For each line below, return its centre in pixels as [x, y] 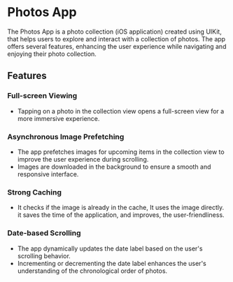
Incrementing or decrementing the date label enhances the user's [112, 263]
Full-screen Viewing [42, 96]
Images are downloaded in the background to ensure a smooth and [114, 167]
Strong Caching [34, 192]
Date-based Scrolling [44, 233]
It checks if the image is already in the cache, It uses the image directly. [121, 208]
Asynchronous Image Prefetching [66, 136]
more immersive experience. [58, 118]
